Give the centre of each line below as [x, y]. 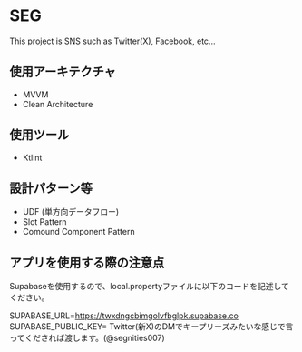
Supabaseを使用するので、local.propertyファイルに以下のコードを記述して [150, 287]
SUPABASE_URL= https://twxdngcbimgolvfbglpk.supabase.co [124, 316]
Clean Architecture [58, 104]
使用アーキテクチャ [63, 72]
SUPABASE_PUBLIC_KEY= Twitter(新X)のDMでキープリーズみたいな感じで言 [151, 327]
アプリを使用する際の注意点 [87, 262]
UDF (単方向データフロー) [71, 212]
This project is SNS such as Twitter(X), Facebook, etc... [112, 41]
